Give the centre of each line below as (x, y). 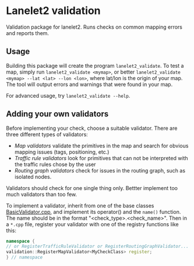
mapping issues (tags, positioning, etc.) (62, 152)
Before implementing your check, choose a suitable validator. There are (92, 128)
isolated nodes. (33, 177)
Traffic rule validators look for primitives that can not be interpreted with (101, 158)
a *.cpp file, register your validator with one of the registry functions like (92, 224)
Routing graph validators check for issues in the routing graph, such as (100, 170)
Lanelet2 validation (53, 11)
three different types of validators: (47, 134)
